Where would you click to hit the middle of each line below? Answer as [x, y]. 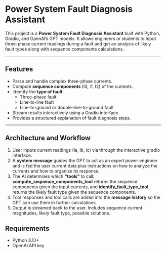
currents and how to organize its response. [56, 171]
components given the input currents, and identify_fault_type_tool [80, 187]
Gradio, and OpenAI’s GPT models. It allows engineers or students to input [81, 39]
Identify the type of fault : [38, 91]
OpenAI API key [28, 246]
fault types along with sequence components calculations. [65, 49]
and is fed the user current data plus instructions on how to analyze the [85, 166]
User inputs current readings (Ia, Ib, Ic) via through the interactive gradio [86, 150]
